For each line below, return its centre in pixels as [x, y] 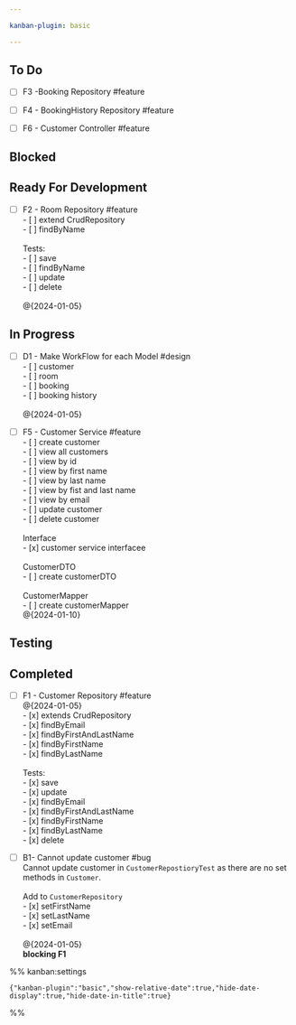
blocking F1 [44, 955]
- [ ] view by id [49, 461]
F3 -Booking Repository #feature [83, 92]
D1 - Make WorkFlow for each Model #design [106, 356]
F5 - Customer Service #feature [82, 432]
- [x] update [45, 792]
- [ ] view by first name [65, 471]
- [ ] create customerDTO [69, 576]
